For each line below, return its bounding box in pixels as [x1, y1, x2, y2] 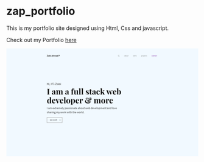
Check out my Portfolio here [6, 36, 77, 43]
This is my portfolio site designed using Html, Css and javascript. [6, 24, 169, 32]
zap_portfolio [6, 4, 76, 18]
